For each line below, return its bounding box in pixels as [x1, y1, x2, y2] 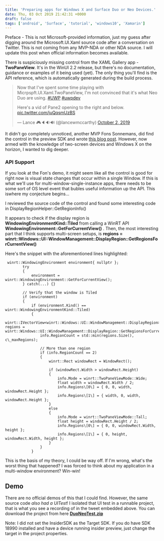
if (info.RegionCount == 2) [40, 350, 97, 355]
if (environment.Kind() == [31, 303, 86, 308]
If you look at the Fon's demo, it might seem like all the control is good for [5, 170, 153, 176]
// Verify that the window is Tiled [22, 290, 97, 295]
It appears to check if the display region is [5, 215, 89, 221]
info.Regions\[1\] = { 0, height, [57, 432, 128, 437]
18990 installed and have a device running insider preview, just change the [5, 525, 155, 531]
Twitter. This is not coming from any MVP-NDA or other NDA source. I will [5, 45, 153, 51]
